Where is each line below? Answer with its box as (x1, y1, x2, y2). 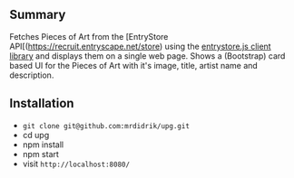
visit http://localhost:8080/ (22, 158, 130, 169)
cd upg (22, 129, 50, 140)
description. (9, 70, 54, 80)
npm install (22, 139, 64, 150)
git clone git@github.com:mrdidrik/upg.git (22, 121, 191, 130)
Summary (9, 7, 66, 23)
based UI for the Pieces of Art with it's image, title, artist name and (9, 60, 259, 70)
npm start (22, 148, 59, 159)
